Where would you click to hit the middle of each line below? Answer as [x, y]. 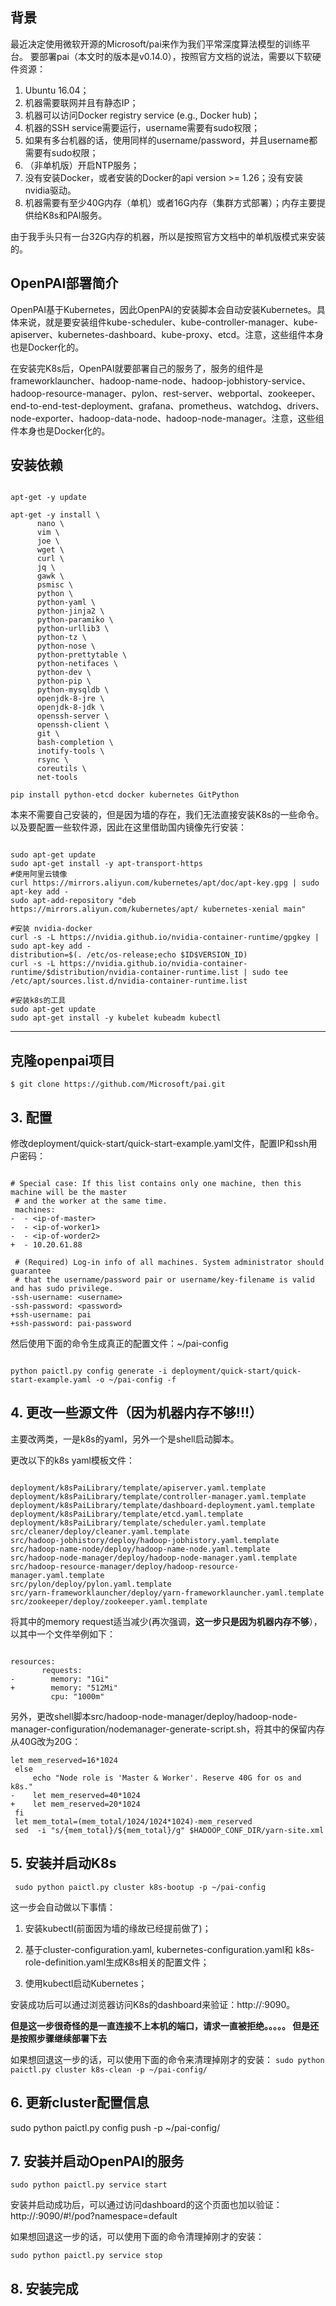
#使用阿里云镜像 [39, 874]
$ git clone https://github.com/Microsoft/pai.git [118, 1084]
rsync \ [53, 760]
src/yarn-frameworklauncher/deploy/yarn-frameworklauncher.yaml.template [167, 1593]
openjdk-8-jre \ [70, 699]
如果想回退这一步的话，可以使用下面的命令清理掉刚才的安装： [137, 2237]
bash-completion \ [75, 743]
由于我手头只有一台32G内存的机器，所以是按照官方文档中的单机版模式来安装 [168, 236]
